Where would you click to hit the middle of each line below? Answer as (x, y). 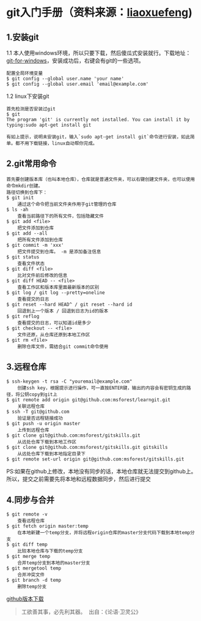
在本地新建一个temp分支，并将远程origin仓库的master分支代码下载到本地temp (104, 533)
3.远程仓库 (27, 367)
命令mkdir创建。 (25, 186)
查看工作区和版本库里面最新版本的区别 (58, 287)
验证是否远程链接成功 (40, 418)
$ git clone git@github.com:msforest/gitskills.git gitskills (87, 447)
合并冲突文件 (31, 575)
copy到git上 (43, 394)
